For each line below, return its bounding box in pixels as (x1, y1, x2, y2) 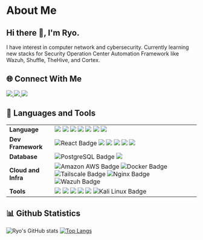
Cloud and (9, 166, 40, 174)
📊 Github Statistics (6, 209, 80, 219)
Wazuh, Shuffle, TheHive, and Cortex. (6, 57, 100, 63)
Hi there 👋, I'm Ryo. (6, 28, 80, 38)
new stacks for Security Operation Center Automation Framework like (6, 50, 179, 57)
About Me (6, 4, 57, 17)
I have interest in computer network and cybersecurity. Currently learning (6, 43, 189, 51)
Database (9, 152, 38, 160)
